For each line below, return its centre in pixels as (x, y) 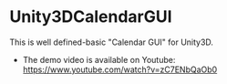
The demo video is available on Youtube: (99, 59)
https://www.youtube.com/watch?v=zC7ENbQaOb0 (120, 69)
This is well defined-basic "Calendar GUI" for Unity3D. (112, 42)
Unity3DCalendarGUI (91, 17)
